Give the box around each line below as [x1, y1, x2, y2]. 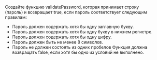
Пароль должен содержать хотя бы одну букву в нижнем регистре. [12, 29, 153, 34]
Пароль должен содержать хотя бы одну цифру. [12, 34, 112, 40]
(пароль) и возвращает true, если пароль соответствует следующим [5, 9, 147, 15]
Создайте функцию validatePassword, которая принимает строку [5, 4, 139, 10]
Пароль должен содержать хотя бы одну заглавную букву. [12, 24, 134, 30]
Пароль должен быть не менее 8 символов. [12, 39, 103, 45]
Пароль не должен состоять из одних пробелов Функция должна [12, 45, 147, 50]
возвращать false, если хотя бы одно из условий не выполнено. [12, 49, 144, 55]
